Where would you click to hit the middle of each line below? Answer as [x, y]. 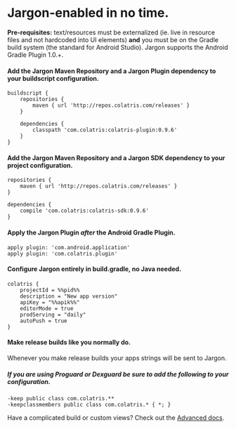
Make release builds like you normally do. [69, 343]
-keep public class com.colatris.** [61, 398]
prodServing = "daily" [53, 315]
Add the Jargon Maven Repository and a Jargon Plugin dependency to [112, 71]
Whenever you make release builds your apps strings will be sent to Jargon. [117, 358]
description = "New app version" [69, 296]
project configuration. [40, 165]
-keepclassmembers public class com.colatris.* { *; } [89, 404]
